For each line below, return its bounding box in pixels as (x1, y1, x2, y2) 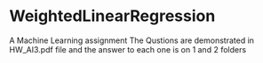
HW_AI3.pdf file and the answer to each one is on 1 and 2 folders (9, 44, 247, 54)
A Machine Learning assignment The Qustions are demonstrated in (9, 35, 255, 45)
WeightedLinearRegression (9, 6, 216, 26)
